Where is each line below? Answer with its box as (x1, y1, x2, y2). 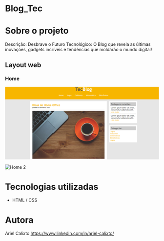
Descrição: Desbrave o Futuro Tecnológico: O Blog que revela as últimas (5, 41, 151, 47)
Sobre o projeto (5, 25, 69, 37)
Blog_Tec (5, 3, 43, 14)
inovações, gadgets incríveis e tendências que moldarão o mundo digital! (5, 47, 152, 53)
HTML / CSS (12, 197, 38, 203)
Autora (5, 214, 34, 225)
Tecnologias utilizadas (5, 181, 99, 192)
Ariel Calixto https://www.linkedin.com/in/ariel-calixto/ (5, 230, 114, 237)
